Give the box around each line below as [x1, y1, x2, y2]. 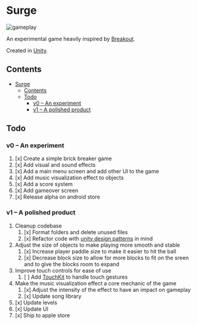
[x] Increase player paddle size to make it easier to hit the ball [23, 247, 177, 255]
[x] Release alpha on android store [14, 193, 100, 200]
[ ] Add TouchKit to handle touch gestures [23, 273, 128, 280]
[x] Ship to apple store [14, 311, 70, 319]
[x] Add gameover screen [14, 187, 79, 194]
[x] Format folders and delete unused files [23, 228, 128, 235]
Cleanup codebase [14, 222, 62, 229]
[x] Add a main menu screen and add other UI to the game [14, 168, 159, 175]
